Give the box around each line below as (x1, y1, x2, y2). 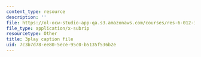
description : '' (6, 14, 47, 20)
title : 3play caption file (6, 36, 74, 42)
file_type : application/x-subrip (6, 25, 90, 31)
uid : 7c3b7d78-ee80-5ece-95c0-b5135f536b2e (6, 42, 117, 48)
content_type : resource (6, 8, 66, 15)
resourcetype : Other (6, 31, 58, 37)
